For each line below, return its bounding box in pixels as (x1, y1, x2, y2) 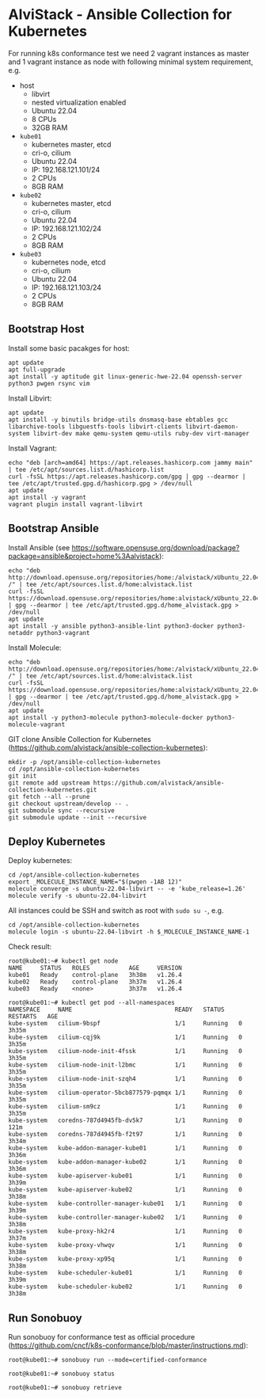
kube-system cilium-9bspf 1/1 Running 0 (8, 1020, 243, 1028)
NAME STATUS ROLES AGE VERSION (8, 964, 182, 972)
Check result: (8, 942, 52, 952)
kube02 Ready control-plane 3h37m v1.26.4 (8, 978, 182, 987)
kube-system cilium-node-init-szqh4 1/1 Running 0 (8, 1075, 243, 1083)
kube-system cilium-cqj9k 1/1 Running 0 (8, 1033, 243, 1042)
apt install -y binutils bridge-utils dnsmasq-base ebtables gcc (8, 416, 228, 424)
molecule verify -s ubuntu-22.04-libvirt (8, 892, 147, 900)
